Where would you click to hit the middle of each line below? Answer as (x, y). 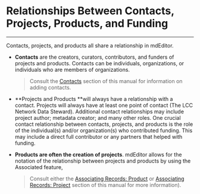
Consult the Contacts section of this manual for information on (106, 81)
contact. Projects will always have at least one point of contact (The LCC (104, 105)
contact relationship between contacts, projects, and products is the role (104, 124)
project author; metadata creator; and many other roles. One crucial (98, 117)
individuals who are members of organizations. (72, 69)
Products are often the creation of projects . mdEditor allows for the (98, 154)
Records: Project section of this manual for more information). (105, 185)
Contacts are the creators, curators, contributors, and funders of (94, 57)
